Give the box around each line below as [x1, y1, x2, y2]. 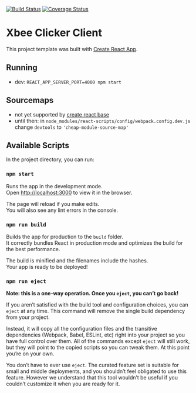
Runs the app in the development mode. [6, 182, 103, 189]
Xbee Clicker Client [6, 26, 103, 39]
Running [6, 62, 38, 73]
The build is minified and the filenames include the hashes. [6, 257, 148, 264]
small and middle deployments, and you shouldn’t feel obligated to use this [6, 368, 187, 375]
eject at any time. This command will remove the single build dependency [6, 308, 185, 315]
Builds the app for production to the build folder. [6, 233, 124, 240]
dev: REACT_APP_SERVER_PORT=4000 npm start [14, 78, 121, 85]
